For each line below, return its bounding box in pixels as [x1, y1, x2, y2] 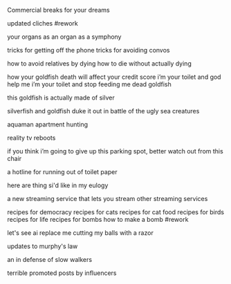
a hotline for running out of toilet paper [7, 168, 118, 176]
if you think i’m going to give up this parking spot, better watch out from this [7, 147, 223, 155]
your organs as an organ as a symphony [7, 32, 122, 41]
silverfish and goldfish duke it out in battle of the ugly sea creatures [7, 107, 200, 115]
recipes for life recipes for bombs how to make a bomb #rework [7, 216, 189, 223]
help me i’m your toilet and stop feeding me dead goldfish [7, 80, 172, 88]
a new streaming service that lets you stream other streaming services [7, 195, 208, 202]
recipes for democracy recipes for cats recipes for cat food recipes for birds [7, 208, 225, 216]
